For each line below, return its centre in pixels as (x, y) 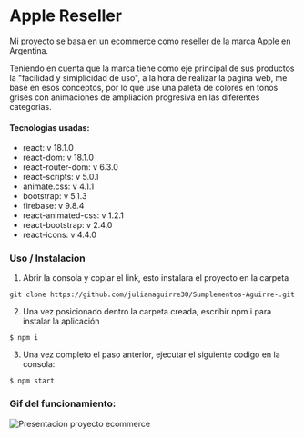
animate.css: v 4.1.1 (58, 186)
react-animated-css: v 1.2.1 (73, 215)
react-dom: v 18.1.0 (58, 158)
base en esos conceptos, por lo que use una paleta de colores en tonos (144, 87)
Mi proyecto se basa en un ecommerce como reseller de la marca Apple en (150, 41)
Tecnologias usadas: (50, 127)
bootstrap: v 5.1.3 (55, 196)
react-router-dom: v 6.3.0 (70, 167)
